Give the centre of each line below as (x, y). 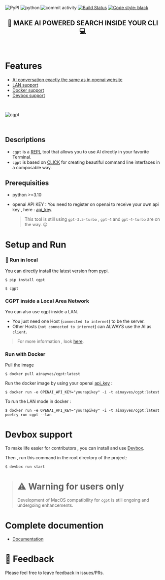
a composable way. (32, 167)
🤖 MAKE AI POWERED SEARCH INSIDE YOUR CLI (83, 23)
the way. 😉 (36, 225)
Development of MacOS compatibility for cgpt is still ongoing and (83, 500)
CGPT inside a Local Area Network (47, 301)
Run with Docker (25, 354)
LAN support (25, 85)
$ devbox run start (25, 467)
